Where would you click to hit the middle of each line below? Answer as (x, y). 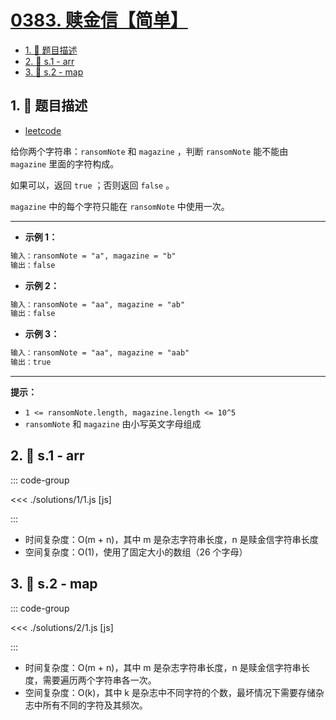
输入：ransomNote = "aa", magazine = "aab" (100, 353)
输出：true (31, 362)
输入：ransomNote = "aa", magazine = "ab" (98, 304)
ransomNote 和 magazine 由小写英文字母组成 (113, 424)
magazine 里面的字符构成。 (65, 163)
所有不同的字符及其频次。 (95, 705)
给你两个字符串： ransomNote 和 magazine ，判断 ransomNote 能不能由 (149, 151)
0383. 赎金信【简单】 (99, 20)
